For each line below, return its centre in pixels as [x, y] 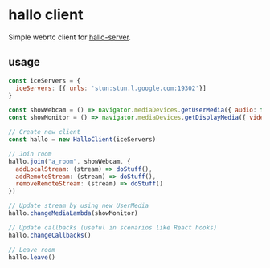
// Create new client [45, 132]
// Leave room [32, 250]
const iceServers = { [45, 81]
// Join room [30, 154]
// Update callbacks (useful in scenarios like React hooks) [113, 227]
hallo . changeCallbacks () [50, 235]
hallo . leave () [32, 257]
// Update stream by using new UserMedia [79, 206]
